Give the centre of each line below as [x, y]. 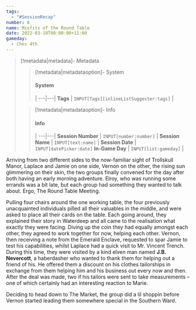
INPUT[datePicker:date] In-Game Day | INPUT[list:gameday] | [109, 149]
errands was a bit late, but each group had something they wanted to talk [94, 185]
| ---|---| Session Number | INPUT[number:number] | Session [107, 136]
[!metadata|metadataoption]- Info [75, 110]
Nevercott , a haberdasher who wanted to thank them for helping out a [90, 259]
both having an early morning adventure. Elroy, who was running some [91, 178]
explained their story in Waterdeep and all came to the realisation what [91, 221]
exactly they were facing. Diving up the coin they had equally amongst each [97, 227]
